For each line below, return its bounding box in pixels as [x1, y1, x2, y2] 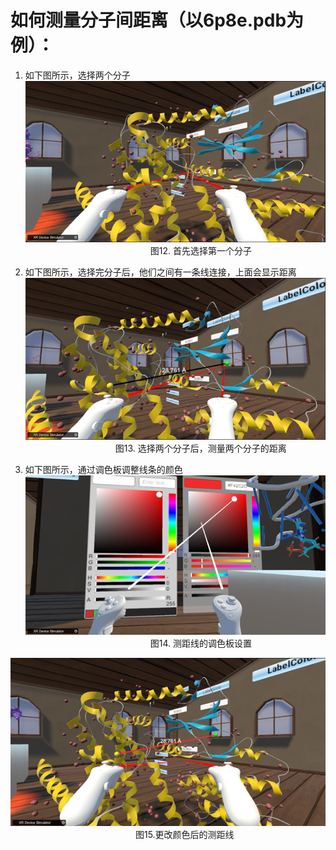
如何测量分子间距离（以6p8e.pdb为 [10, 9, 305, 32]
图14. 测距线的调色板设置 [149, 637, 252, 650]
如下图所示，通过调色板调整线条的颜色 [24, 463, 183, 475]
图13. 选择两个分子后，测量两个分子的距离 [114, 442, 287, 454]
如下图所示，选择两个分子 [24, 69, 131, 81]
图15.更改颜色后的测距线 [134, 828, 235, 840]
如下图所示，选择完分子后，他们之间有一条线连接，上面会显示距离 [24, 266, 297, 278]
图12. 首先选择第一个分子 [149, 245, 252, 257]
